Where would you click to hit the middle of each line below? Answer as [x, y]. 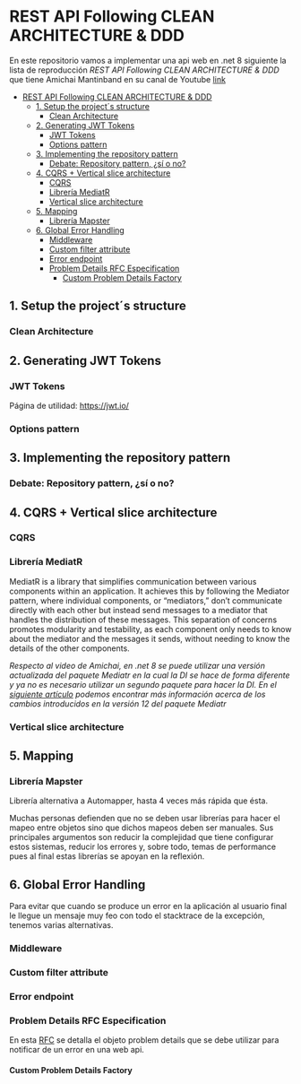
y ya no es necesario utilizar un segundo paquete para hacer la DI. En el [143, 684]
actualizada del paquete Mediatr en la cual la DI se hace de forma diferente [150, 675]
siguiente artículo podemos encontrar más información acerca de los [138, 694]
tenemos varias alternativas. [61, 925]
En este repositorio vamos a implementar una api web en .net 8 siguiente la [148, 60]
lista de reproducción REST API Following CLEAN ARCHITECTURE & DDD [144, 70]
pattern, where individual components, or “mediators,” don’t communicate [146, 600]
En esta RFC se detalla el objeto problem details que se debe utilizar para [144, 1040]
